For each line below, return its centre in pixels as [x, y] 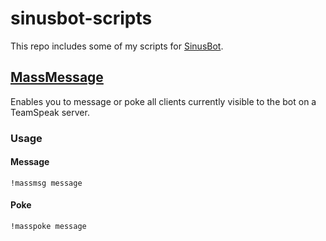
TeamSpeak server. [50, 112]
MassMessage [57, 77]
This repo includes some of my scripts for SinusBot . [117, 46]
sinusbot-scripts [81, 18]
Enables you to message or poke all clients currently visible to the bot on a [163, 101]
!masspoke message [48, 227]
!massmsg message [46, 183]
